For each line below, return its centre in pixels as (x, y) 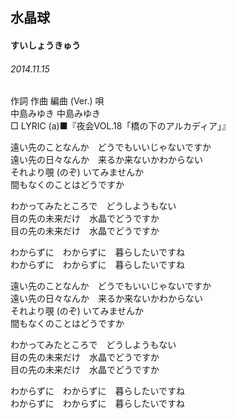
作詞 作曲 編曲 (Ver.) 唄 (57, 101)
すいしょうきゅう (45, 45)
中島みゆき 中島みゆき (55, 114)
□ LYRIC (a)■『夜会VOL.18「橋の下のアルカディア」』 (120, 126)
